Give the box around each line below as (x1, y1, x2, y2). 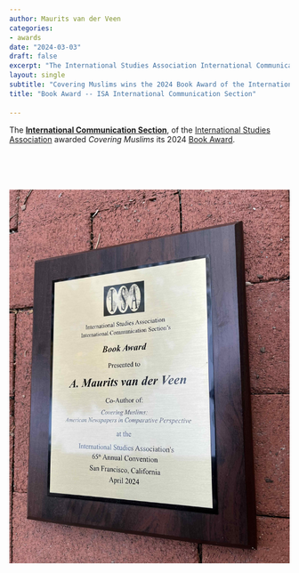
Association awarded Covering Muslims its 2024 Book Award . (9, 133, 236, 144)
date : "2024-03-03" (9, 43, 82, 52)
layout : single (9, 71, 66, 80)
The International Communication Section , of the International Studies (9, 125, 271, 135)
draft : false (9, 52, 58, 61)
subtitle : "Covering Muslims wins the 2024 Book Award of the (9, 80, 245, 89)
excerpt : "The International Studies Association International (9, 61, 253, 70)
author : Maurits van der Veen (9, 14, 122, 23)
